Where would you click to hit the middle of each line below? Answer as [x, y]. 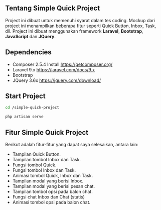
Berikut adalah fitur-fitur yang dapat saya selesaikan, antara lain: [72, 144]
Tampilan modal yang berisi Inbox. [48, 181]
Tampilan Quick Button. [37, 154]
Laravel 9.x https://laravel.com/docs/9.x [54, 69]
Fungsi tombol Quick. [34, 165]
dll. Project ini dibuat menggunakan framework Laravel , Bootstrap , [74, 31]
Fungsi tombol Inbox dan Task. [44, 170]
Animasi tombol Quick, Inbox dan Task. [53, 176]
